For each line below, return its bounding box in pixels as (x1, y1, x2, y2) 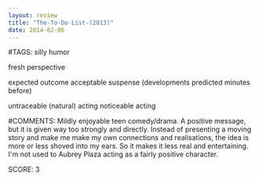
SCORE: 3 (8, 165, 40, 175)
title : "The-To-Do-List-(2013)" (8, 19, 114, 27)
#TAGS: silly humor (8, 48, 71, 57)
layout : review (8, 11, 58, 20)
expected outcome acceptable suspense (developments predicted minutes (8, 77, 250, 87)
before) (8, 86, 33, 95)
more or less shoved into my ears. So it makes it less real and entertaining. (8, 142, 249, 151)
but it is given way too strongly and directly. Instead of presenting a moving (8, 124, 252, 134)
